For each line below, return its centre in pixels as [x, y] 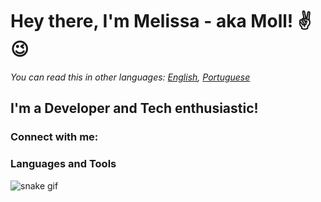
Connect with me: [54, 137]
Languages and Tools [63, 164]
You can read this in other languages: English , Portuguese [130, 77]
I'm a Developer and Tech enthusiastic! [134, 108]
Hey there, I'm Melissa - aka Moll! [152, 21]
